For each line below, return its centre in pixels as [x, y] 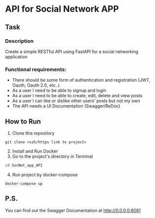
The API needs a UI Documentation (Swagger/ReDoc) [66, 106]
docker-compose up [24, 184]
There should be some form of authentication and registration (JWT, [81, 80]
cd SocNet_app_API [24, 165]
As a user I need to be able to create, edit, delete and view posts [77, 96]
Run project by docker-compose [45, 174]
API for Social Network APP [62, 9]
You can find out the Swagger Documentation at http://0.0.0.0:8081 [73, 210]
